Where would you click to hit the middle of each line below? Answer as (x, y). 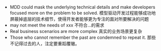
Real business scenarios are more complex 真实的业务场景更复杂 (76, 31)
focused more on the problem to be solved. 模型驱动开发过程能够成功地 (83, 13)
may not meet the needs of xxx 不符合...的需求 (57, 25)
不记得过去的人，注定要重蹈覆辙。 (45, 43)
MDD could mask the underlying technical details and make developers (82, 7)
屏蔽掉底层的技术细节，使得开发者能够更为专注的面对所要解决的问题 (79, 19)
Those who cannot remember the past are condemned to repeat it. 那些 (83, 37)
